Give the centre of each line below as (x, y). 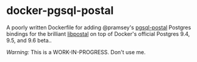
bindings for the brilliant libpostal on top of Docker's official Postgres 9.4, (98, 33)
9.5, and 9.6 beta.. (29, 40)
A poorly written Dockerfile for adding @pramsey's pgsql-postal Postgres (99, 27)
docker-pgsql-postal (60, 11)
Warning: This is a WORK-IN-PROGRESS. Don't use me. (76, 52)
